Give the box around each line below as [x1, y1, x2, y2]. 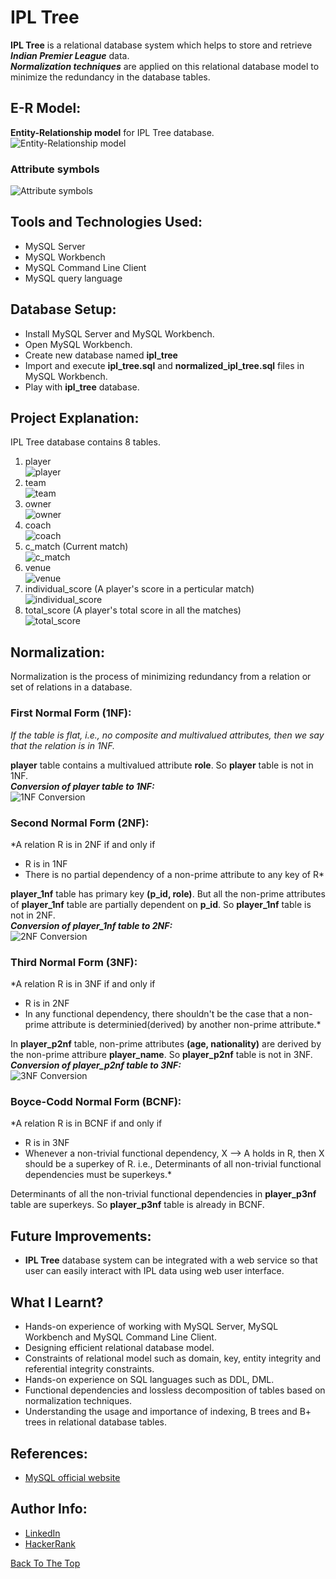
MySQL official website [24, 1471, 121, 1483]
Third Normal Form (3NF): [10, 955, 138, 969]
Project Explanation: [10, 410, 140, 427]
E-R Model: [10, 100, 82, 117]
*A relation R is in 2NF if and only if [10, 838, 156, 850]
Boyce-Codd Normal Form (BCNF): [10, 1095, 182, 1109]
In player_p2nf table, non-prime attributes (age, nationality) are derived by [10, 1038, 322, 1050]
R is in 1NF [24, 857, 68, 870]
